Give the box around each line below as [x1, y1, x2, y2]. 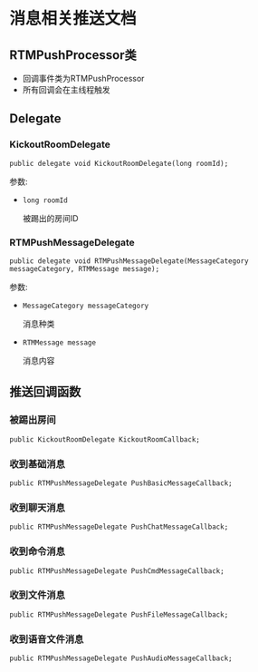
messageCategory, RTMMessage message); [9, 264, 160, 273]
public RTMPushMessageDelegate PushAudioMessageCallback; [9, 654, 233, 663]
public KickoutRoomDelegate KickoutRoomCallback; [9, 434, 201, 444]
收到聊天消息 [9, 501, 66, 513]
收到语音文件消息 [9, 632, 84, 645]
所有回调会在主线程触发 [22, 84, 110, 95]
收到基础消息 [9, 457, 66, 470]
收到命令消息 [9, 545, 66, 558]
